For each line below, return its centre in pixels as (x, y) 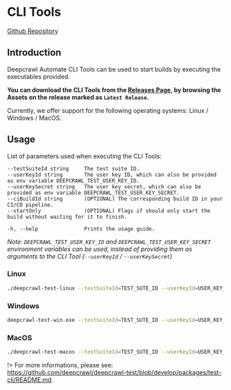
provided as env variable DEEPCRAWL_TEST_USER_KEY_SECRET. (93, 193)
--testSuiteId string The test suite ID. (73, 169)
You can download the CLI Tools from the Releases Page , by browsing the (114, 89)
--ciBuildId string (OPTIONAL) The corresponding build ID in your (115, 199)
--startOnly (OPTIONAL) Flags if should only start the (109, 210)
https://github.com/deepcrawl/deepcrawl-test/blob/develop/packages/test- (114, 373)
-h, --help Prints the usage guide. (81, 229)
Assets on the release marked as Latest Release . (78, 97)
